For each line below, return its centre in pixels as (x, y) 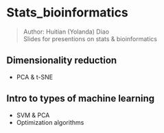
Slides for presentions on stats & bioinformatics (90, 38)
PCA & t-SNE (34, 77)
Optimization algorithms (50, 122)
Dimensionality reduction (62, 61)
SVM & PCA (33, 115)
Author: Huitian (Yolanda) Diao (66, 32)
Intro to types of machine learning (81, 98)
